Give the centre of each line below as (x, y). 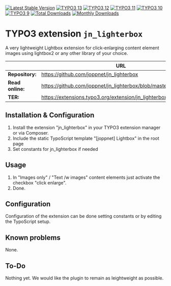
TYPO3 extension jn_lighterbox (74, 34)
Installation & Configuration (50, 115)
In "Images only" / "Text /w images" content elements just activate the (86, 177)
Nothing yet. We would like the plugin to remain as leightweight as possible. (84, 278)
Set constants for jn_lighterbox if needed (55, 149)
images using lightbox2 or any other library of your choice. (67, 53)
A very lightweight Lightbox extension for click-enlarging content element (82, 48)
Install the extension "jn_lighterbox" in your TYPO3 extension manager (87, 128)
